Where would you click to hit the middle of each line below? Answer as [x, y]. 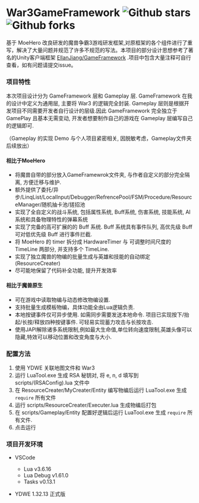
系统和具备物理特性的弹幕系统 [51, 220]
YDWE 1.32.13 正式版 [40, 494]
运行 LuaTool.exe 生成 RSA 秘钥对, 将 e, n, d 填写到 [77, 375]
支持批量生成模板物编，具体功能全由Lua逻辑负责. [75, 307]
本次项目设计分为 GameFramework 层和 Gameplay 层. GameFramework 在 [97, 96]
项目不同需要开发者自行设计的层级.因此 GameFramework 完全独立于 [94, 111]
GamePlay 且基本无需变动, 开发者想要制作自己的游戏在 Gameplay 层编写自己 [99, 118]
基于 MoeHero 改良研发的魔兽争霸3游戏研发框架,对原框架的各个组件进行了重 [99, 42]
